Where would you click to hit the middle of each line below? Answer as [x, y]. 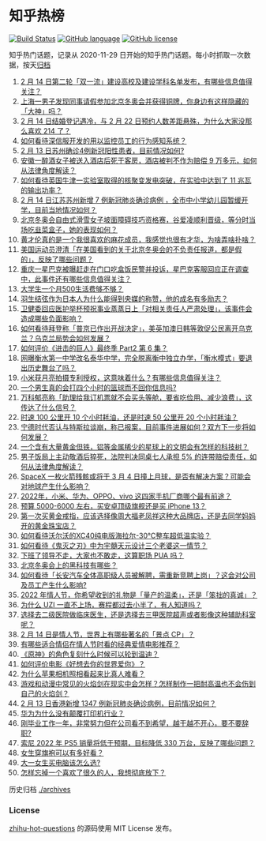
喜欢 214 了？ [49, 130]
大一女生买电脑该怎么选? [60, 762]
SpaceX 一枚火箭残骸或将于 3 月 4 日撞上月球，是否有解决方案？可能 [132, 476]
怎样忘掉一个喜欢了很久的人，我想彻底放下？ [93, 772]
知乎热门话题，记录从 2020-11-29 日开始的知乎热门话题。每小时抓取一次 [126, 54]
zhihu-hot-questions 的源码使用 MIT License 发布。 [93, 828]
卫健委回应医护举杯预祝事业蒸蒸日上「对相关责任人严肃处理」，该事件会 [136, 308]
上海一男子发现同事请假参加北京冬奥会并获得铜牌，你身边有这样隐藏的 [135, 101]
